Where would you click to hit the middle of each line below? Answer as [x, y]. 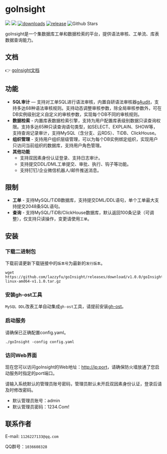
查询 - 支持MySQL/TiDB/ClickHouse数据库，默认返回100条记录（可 [81, 213]
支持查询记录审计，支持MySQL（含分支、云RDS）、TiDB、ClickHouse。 [85, 133]
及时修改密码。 [20, 390]
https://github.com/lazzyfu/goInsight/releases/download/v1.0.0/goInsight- [85, 277]
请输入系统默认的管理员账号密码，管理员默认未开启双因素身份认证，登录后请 [83, 383]
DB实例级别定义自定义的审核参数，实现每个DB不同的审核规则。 [77, 114]
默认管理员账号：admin [36, 400]
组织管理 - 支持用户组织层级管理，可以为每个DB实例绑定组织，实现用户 [85, 139]
